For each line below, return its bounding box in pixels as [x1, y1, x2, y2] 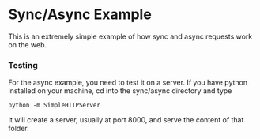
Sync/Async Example [8, 6, 152, 24]
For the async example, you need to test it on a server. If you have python [8, 77, 247, 88]
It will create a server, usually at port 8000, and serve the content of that [8, 115, 244, 125]
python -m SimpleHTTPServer [8, 101, 101, 110]
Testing [8, 59, 38, 70]
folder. [8, 124, 29, 133]
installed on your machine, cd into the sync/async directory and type [8, 86, 232, 96]
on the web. [8, 39, 47, 49]
